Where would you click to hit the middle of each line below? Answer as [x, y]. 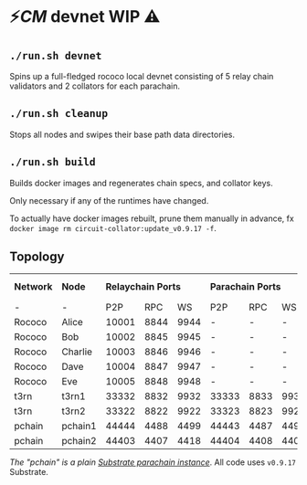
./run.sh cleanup [58, 114]
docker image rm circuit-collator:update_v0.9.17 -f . [113, 227]
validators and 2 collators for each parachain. [95, 86]
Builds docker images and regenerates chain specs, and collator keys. [141, 183]
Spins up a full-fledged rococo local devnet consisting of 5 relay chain [142, 76]
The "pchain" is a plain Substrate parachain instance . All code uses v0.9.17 [153, 462]
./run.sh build [53, 162]
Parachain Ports [245, 287]
